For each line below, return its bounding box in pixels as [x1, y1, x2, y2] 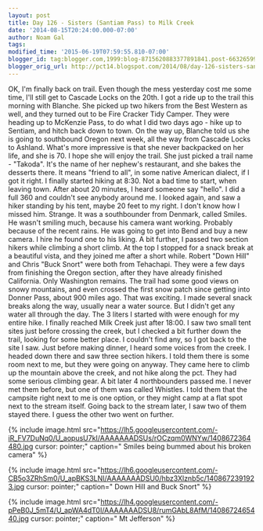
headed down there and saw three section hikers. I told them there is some [8, 351, 250, 361]
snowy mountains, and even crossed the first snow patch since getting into [8, 284, 250, 294]
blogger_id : [8, 56, 47, 64]
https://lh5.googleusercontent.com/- [100, 425, 218, 434]
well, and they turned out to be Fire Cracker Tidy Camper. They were [8, 109, 230, 119]
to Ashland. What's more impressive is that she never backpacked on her [8, 142, 244, 152]
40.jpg [8, 514, 30, 523]
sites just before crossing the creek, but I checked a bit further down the [8, 326, 242, 335]
